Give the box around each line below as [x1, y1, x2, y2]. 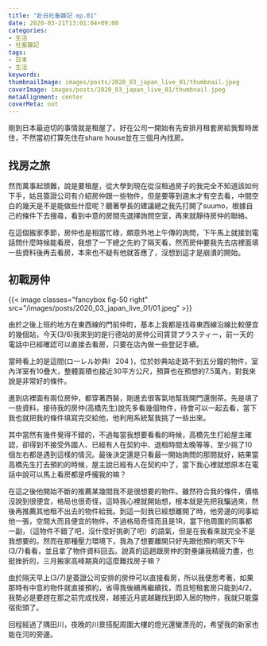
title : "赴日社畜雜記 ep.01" [8, 11, 98, 20]
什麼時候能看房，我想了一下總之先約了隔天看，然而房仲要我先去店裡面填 [21, 238, 259, 247]
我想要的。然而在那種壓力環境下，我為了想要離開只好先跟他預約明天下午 [8, 536, 245, 545]
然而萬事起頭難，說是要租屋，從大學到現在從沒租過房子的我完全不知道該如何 [8, 180, 259, 191]
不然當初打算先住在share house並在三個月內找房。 [21, 133, 188, 143]
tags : [8, 48, 26, 56]
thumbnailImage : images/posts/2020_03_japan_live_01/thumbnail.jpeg [8, 78, 240, 86]
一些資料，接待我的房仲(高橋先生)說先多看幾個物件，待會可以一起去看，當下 [8, 403, 257, 412]
